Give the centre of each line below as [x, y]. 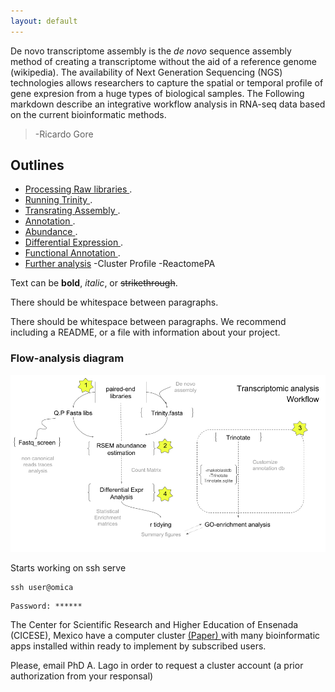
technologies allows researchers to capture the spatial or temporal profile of [167, 82]
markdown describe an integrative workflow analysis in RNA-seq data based [168, 104]
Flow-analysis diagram [67, 358]
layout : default [44, 21]
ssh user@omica [42, 588]
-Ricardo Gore [64, 134]
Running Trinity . [58, 200]
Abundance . [51, 232]
